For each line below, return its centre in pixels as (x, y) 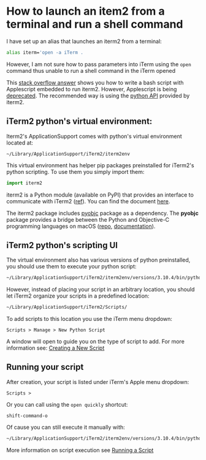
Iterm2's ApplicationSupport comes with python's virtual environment (94, 136)
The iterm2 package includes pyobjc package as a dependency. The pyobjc (103, 213)
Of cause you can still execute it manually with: (66, 427)
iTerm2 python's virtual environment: (79, 122)
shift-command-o (27, 416)
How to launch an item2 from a (86, 11)
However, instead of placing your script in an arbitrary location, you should (101, 290)
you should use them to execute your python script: (71, 266)
